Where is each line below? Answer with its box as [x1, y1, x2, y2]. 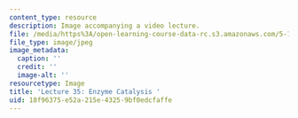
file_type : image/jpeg [9, 37, 93, 47]
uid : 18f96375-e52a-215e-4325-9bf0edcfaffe [9, 95, 173, 105]
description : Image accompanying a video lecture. [9, 21, 200, 30]
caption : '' [17, 54, 62, 63]
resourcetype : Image [9, 79, 86, 88]
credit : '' [17, 63, 58, 72]
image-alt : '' [17, 71, 69, 80]
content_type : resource [9, 12, 98, 22]
